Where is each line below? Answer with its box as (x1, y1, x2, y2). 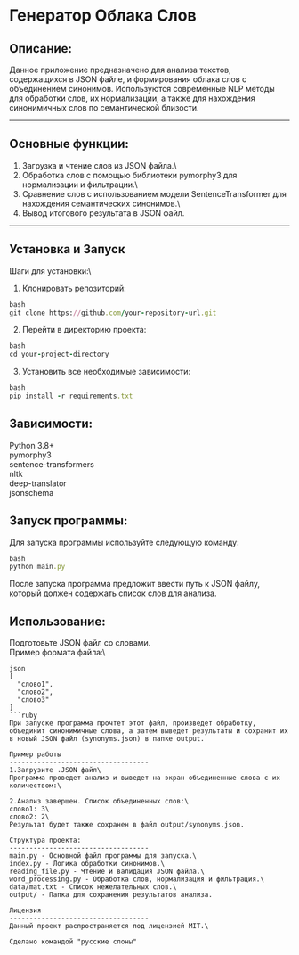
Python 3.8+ (9, 440, 55, 450)
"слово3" (17, 696, 50, 704)
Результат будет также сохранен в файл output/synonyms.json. (9, 820, 245, 829)
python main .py (9, 563, 66, 572)
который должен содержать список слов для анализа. (9, 588, 217, 598)
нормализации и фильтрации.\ (21, 179, 138, 190)
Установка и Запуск (9, 242, 125, 257)
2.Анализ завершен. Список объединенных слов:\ (9, 797, 190, 806)
